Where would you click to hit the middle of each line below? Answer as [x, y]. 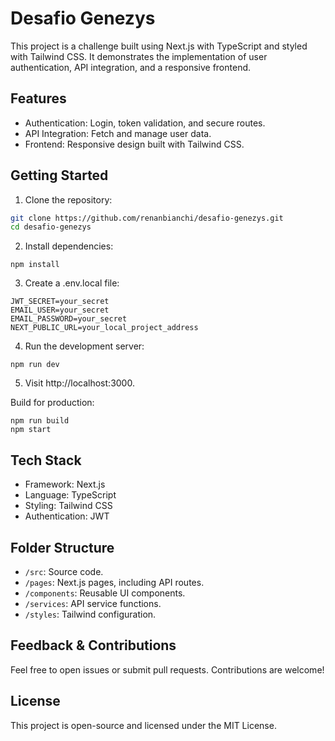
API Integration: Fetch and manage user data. [118, 133]
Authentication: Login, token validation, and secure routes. [145, 123]
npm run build [40, 421]
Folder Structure [62, 547]
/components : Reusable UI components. [105, 593]
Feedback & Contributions [93, 645]
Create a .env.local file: [72, 283]
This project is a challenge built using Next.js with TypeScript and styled [159, 46]
